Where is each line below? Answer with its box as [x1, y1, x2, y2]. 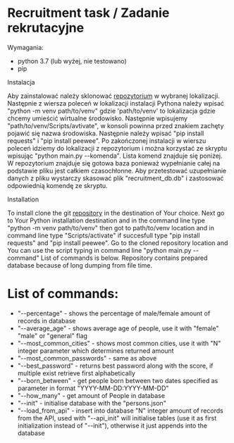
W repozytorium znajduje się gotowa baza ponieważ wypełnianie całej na [7, 158, 221, 167]
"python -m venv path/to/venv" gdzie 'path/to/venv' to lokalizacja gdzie [7, 106, 216, 115]
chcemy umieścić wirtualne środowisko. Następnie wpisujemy [7, 114, 188, 123]
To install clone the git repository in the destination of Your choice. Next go [7, 208, 225, 217]
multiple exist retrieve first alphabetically [17, 368, 136, 378]
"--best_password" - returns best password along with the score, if [17, 361, 214, 370]
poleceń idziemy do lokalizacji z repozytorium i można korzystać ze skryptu [7, 144, 228, 152]
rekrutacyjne [7, 20, 85, 36]
